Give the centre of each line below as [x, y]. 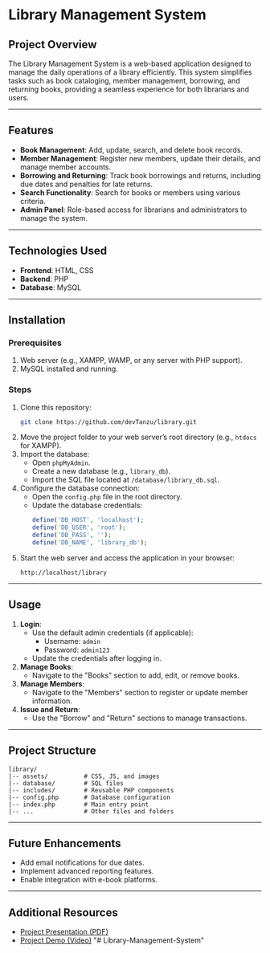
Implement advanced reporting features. [87, 871]
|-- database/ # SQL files [66, 783]
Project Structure [52, 751]
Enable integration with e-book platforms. [89, 880]
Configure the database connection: [80, 488]
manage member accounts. [65, 167]
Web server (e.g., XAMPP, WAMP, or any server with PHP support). [131, 360]
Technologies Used [57, 251]
